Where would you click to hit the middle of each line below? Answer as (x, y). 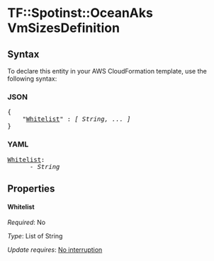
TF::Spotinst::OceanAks (80, 13)
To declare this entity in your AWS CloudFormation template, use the (107, 71)
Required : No (27, 222)
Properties (31, 188)
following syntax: (32, 79)
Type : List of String (35, 236)
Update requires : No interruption (55, 250)
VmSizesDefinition (64, 28)
